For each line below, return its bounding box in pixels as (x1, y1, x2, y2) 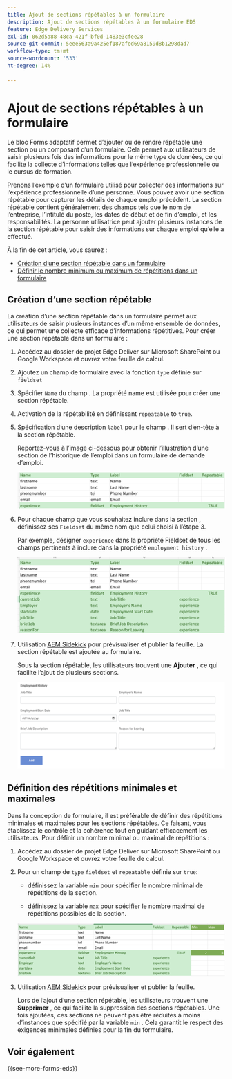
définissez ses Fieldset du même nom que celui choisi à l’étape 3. (17, 523, 206, 531)
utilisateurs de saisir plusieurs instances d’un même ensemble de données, (7, 319, 221, 328)
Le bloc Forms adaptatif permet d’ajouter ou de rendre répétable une (7, 138, 202, 146)
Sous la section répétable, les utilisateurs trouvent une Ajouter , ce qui (17, 661, 218, 669)
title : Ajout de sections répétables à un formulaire (7, 11, 166, 18)
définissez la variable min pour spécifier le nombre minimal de (27, 881, 204, 889)
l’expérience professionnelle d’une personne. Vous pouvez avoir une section (7, 188, 224, 197)
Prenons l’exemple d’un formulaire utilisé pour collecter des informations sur (7, 181, 224, 189)
